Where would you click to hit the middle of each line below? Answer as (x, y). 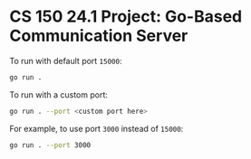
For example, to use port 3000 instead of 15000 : (97, 128)
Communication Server (99, 36)
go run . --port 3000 (50, 145)
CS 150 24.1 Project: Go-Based (126, 17)
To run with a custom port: (59, 94)
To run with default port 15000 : (66, 61)
